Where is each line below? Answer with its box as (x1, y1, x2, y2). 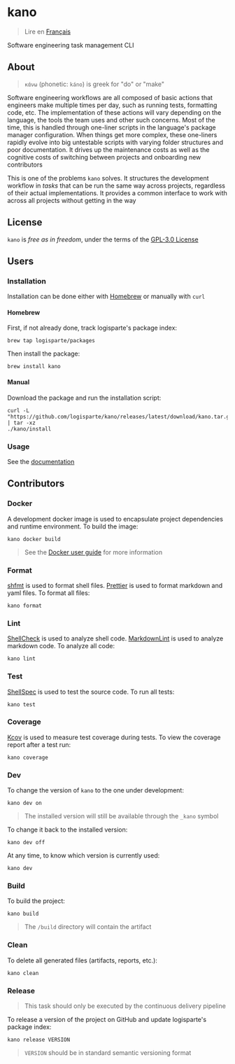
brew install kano (7, 363, 61, 370)
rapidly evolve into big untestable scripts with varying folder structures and (7, 138, 224, 146)
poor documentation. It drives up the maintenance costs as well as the (7, 145, 210, 154)
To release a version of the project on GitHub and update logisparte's (7, 1016, 207, 1024)
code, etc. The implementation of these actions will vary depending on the (7, 108, 222, 116)
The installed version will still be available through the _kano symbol (24, 812, 219, 820)
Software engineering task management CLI (7, 41, 134, 49)
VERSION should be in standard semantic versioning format (24, 1049, 192, 1057)
